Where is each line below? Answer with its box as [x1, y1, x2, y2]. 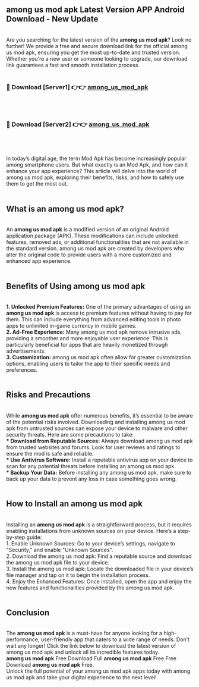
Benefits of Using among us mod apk [6, 281, 146, 291]
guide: [26, 534, 42, 541]
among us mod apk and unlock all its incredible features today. [6, 648, 160, 656]
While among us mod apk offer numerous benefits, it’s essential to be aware [6, 412, 193, 419]
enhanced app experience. [6, 258, 72, 265]
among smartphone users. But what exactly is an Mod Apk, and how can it [6, 161, 188, 168]
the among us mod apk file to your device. [6, 559, 110, 566]
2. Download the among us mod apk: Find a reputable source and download [6, 553, 192, 560]
